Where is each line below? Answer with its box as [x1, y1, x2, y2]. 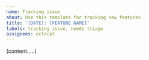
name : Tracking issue [6, 8, 61, 15]
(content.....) [6, 47, 37, 55]
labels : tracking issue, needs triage [6, 25, 103, 32]
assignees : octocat [6, 31, 55, 37]
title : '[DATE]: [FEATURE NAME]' [6, 20, 90, 26]
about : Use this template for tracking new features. [6, 14, 144, 20]
